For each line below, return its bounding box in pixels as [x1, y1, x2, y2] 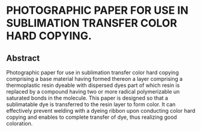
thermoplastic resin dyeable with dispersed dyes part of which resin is [6, 82, 180, 89]
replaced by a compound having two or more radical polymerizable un [6, 88, 180, 95]
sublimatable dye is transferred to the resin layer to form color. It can [6, 101, 176, 108]
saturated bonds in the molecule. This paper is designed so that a [6, 94, 169, 101]
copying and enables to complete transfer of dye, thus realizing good [6, 113, 177, 121]
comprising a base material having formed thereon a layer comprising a [6, 76, 183, 82]
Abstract [6, 53, 40, 63]
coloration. [6, 120, 33, 127]
